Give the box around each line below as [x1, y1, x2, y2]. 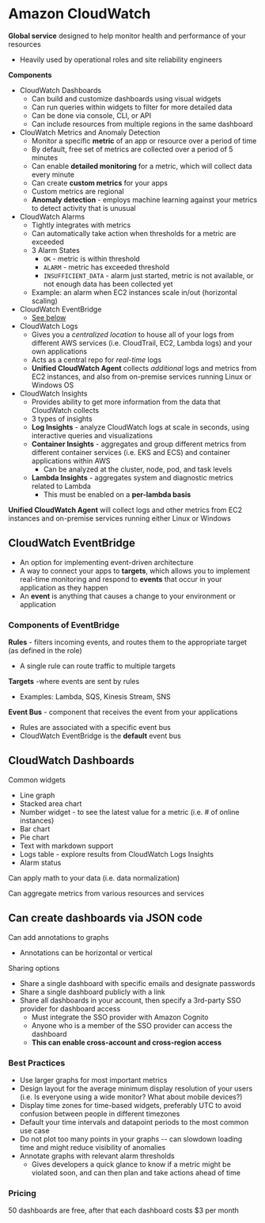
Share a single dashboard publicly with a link [19, 987, 166, 996]
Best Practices [8, 1057, 66, 1068]
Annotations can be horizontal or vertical [19, 948, 153, 957]
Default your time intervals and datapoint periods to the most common [19, 1117, 249, 1126]
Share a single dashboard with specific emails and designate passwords [19, 978, 256, 988]
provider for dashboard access [19, 1003, 121, 1013]
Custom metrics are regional [31, 186, 124, 196]
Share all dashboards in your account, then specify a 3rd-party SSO [19, 996, 241, 1005]
